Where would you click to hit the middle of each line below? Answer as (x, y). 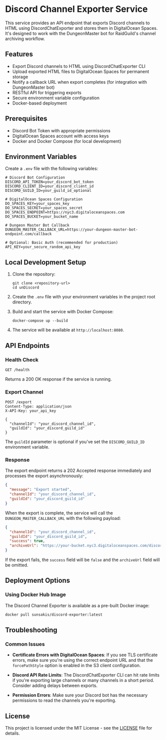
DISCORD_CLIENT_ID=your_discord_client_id (49, 186)
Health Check (22, 359)
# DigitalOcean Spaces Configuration (44, 199)
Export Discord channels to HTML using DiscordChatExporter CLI (79, 66)
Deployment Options (38, 581)
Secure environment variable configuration (56, 98)
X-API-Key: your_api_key (31, 411)
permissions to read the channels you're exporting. (64, 700)
